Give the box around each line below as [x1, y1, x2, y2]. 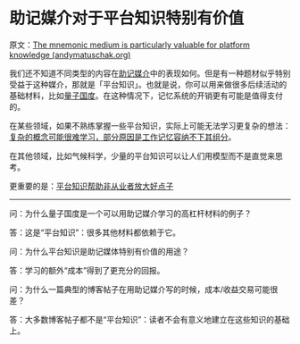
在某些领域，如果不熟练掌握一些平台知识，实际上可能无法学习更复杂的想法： [9, 120, 291, 130]
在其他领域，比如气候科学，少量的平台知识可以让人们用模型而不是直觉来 [9, 150, 275, 161]
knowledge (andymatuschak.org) [9, 49, 131, 60]
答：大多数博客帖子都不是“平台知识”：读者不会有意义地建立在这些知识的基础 [9, 314, 290, 324]
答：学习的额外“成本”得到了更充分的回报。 [9, 264, 165, 275]
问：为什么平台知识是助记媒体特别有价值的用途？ [9, 246, 189, 256]
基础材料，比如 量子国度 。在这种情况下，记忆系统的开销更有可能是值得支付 [9, 90, 283, 101]
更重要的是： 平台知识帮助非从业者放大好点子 [9, 180, 174, 191]
